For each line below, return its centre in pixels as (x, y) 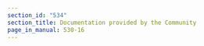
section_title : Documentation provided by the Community (102, 23)
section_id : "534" (37, 15)
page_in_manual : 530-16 (46, 30)
